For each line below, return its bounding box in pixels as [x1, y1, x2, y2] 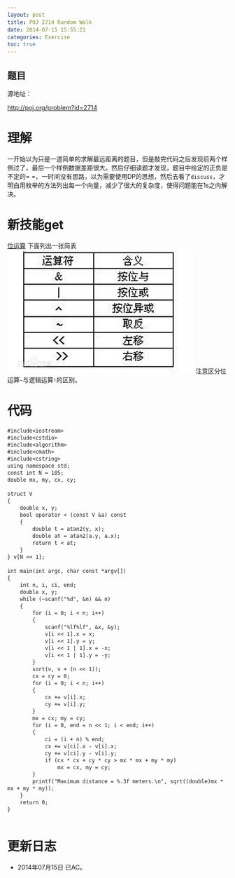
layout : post [7, 11, 45, 18]
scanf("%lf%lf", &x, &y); [44, 623, 120, 630]
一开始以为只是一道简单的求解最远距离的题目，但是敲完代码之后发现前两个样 [7, 154, 228, 163]
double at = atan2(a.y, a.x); [32, 532, 120, 539]
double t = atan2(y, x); [32, 525, 105, 532]
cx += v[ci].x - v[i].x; [44, 743, 117, 750]
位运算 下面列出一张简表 [7, 241, 77, 250]
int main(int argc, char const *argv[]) [7, 567, 127, 574]
